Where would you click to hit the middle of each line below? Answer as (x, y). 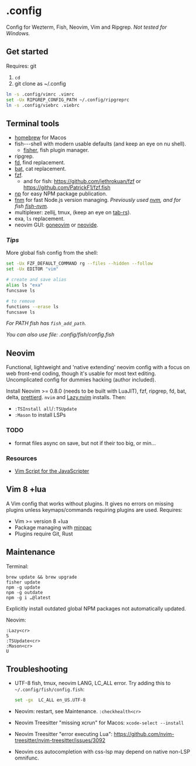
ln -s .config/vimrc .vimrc (40, 94)
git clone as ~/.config (40, 83)
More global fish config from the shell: (52, 253)
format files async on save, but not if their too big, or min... (85, 443)
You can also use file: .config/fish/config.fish (60, 335)
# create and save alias (36, 280)
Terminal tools (33, 124)
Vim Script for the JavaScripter (52, 471)
